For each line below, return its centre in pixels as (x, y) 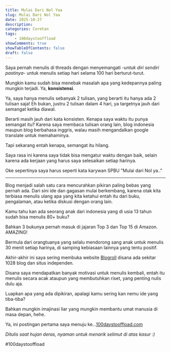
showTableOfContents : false (35, 48)
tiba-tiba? (15, 299)
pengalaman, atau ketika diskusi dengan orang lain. (59, 201)
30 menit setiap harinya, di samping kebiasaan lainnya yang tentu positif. (81, 247)
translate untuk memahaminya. (38, 135)
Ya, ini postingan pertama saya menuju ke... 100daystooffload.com (74, 324)
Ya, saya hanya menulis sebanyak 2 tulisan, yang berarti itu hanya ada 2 (81, 98)
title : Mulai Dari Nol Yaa (34, 10)
